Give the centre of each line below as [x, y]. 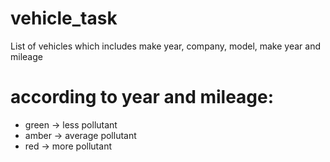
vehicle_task [64, 18]
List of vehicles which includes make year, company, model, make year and [166, 46]
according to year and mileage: [142, 97]
